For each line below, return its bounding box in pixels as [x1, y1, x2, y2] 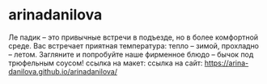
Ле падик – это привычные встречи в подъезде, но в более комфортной [8, 32, 259, 42]
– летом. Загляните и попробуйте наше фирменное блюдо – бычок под [8, 49, 254, 59]
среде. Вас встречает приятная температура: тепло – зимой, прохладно [8, 40, 260, 50]
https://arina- [204, 58, 249, 68]
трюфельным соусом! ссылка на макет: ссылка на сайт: [8, 58, 203, 68]
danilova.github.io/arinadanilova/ [8, 66, 117, 76]
